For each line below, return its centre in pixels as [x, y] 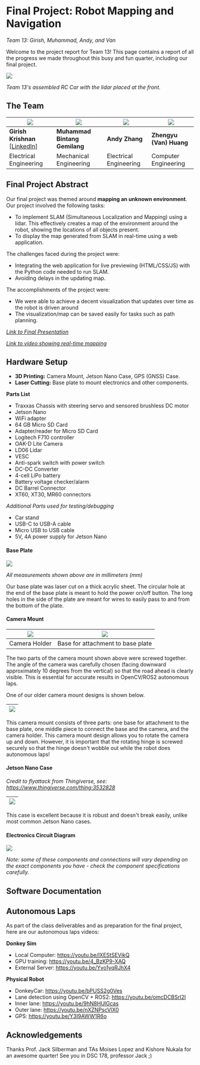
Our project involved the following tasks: [56, 205]
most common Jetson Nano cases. [49, 821]
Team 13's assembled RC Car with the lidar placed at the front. [83, 87]
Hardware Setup [37, 362]
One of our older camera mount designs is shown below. [76, 695]
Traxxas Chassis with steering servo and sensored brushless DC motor [102, 406]
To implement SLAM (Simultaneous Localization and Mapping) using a [101, 217]
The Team [25, 106]
